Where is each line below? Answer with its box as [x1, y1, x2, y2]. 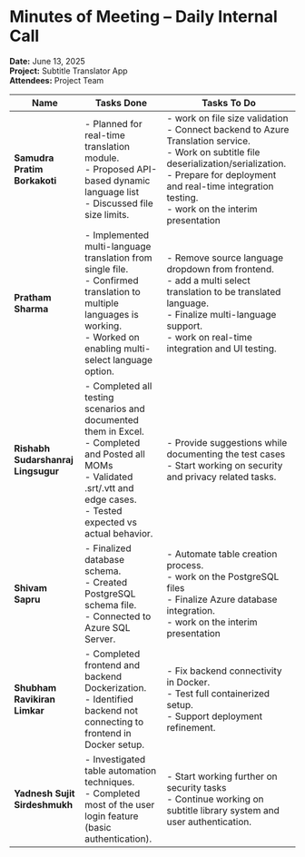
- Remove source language [166, 251, 284, 264]
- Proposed [84, 163, 134, 175]
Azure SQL [84, 621, 131, 634]
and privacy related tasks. [166, 470, 277, 483]
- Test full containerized [166, 687, 271, 700]
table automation [84, 764, 157, 777]
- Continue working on [166, 793, 264, 805]
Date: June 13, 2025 [9, 55, 86, 66]
